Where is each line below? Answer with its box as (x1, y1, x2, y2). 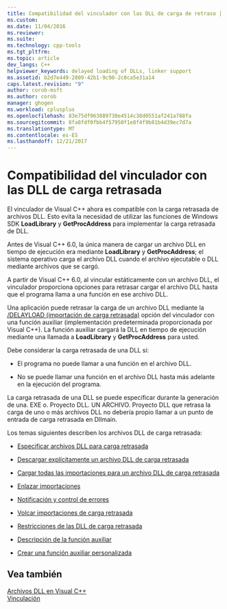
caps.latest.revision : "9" (7, 81, 84, 87)
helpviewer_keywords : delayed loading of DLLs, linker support (7, 67, 192, 74)
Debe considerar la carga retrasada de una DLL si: (7, 346, 150, 354)
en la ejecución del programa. (16, 380, 101, 389)
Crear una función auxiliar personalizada (16, 548, 132, 557)
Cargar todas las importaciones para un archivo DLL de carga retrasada (16, 469, 220, 477)
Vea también (7, 568, 62, 580)
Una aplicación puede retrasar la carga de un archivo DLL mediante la (7, 303, 204, 312)
